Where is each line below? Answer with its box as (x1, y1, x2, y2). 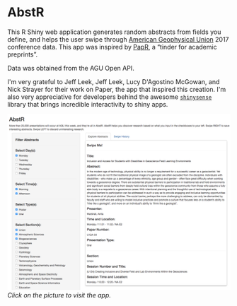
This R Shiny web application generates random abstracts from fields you (7, 28, 221, 36)
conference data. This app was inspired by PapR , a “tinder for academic (7, 42, 217, 51)
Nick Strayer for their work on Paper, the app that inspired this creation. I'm (7, 85, 226, 93)
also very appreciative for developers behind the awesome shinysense (7, 93, 212, 101)
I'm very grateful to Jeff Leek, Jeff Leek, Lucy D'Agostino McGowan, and (7, 77, 220, 86)
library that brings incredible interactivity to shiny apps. (7, 100, 168, 108)
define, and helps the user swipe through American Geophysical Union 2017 (7, 35, 229, 43)
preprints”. (7, 50, 38, 59)
